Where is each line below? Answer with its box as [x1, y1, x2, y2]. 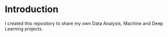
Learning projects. [5, 25, 43, 31]
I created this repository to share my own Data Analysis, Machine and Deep [5, 20, 163, 26]
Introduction [5, 4, 59, 15]
